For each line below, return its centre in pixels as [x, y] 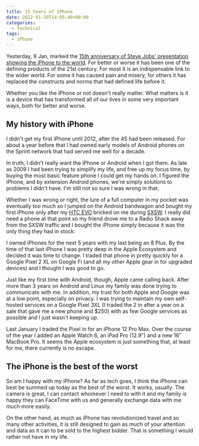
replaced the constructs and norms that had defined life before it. [86, 81]
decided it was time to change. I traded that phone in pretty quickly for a [94, 255]
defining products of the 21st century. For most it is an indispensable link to [98, 69]
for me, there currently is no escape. [51, 348]
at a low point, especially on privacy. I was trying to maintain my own [90, 299]
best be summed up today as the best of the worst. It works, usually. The [95, 387]
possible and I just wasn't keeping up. [53, 317]
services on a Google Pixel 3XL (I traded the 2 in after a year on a [104, 304]
